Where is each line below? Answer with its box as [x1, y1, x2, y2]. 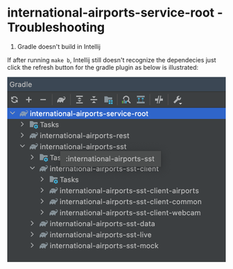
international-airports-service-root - [7, 5, 223, 21]
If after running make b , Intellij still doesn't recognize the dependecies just [7, 55, 216, 64]
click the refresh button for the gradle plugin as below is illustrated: [7, 63, 199, 71]
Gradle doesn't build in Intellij [17, 42, 101, 50]
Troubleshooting [7, 19, 105, 35]
